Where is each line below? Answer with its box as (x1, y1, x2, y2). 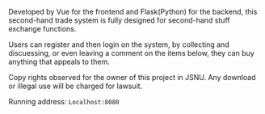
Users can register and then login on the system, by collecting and (8, 40, 229, 49)
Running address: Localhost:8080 (8, 97, 120, 106)
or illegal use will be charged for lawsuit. (8, 81, 143, 91)
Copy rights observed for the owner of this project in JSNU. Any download (8, 73, 256, 82)
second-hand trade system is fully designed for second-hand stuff (8, 15, 230, 25)
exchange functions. (8, 24, 77, 33)
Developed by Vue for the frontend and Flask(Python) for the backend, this (8, 7, 258, 16)
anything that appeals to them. (8, 57, 111, 66)
